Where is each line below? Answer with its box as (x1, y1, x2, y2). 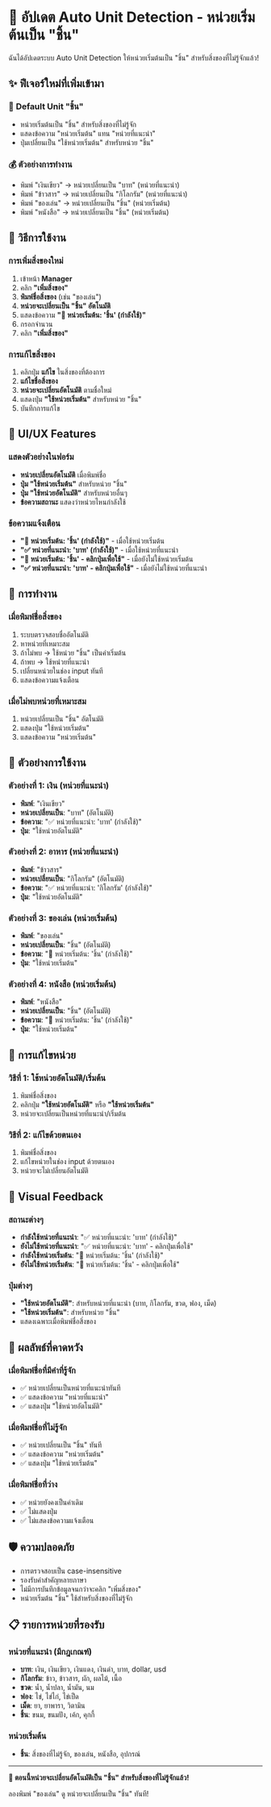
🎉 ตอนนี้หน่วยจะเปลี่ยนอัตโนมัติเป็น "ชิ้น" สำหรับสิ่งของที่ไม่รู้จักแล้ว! (8, 1772, 190, 1782)
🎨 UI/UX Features (8, 428, 97, 441)
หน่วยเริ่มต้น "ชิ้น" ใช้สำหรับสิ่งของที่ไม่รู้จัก (19, 1593, 133, 1603)
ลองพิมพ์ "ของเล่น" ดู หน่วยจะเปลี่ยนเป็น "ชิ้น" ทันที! (8, 1788, 149, 1798)
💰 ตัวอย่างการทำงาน (8, 158, 73, 169)
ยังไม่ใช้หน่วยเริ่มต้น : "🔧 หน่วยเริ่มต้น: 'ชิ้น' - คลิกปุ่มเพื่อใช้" (19, 1259, 180, 1270)
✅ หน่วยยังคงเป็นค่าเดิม (19, 1497, 83, 1507)
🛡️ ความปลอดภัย (8, 1541, 75, 1555)
